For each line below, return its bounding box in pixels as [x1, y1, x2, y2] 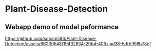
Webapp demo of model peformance [5, 23, 119, 31]
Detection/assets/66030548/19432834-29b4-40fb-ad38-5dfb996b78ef [5, 41, 151, 47]
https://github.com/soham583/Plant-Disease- [5, 35, 97, 41]
